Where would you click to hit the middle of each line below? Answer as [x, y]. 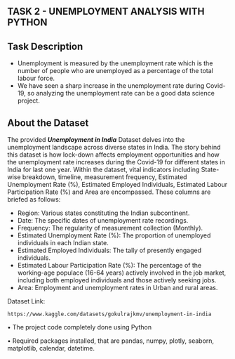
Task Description [45, 46]
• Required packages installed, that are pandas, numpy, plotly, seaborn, [111, 341]
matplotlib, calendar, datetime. [51, 348]
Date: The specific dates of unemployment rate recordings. [103, 221]
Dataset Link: [26, 301]
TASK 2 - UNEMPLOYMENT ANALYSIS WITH [106, 12]
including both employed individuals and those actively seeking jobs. [117, 280]
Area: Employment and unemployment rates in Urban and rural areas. [117, 288]
